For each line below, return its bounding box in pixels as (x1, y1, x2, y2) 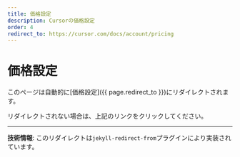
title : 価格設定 (7, 10, 51, 18)
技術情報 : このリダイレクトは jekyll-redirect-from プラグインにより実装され (7, 134, 231, 142)
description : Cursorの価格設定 (7, 17, 95, 24)
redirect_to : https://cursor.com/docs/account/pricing (7, 30, 174, 38)
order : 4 (7, 23, 34, 31)
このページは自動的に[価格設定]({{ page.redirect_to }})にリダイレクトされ (7, 88, 223, 97)
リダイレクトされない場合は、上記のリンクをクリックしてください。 (7, 112, 208, 121)
